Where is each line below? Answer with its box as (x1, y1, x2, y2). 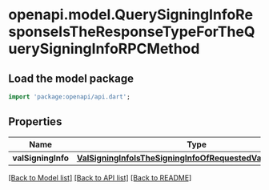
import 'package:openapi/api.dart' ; (8, 93, 130, 101)
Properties (8, 115, 62, 129)
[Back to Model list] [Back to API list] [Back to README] (8, 172, 192, 182)
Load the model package (8, 71, 134, 85)
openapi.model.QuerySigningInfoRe (8, 6, 254, 24)
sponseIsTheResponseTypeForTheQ (8, 22, 255, 41)
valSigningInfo (12, 152, 70, 164)
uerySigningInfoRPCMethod (8, 40, 200, 58)
